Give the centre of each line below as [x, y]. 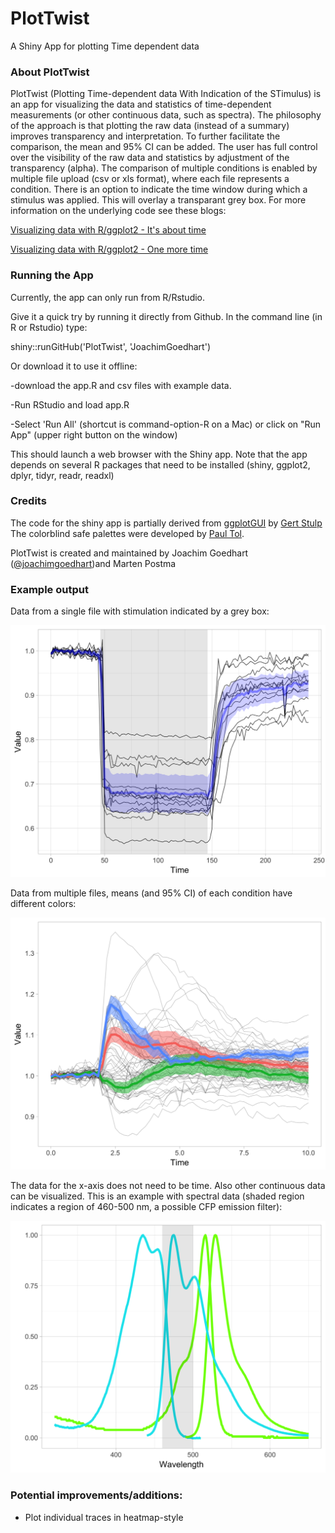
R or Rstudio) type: [49, 327]
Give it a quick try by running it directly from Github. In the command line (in [166, 316]
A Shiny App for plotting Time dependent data [105, 46]
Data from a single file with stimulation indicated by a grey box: [140, 611]
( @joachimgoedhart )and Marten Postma [93, 563]
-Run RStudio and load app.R [70, 404]
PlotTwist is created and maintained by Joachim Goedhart [129, 553]
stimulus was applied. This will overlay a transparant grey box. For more [158, 200]
